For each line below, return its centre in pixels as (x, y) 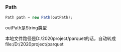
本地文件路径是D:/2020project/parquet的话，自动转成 (61, 38)
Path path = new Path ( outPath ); (39, 18)
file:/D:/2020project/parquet (34, 44)
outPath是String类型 (26, 28)
